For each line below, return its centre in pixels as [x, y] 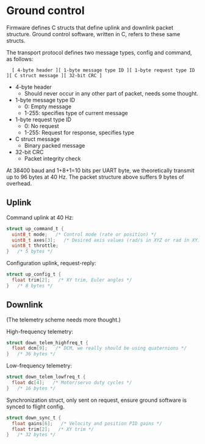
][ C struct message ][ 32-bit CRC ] [54, 75]
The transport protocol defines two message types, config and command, [99, 52]
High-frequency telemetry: [40, 331]
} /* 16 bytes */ [31, 388]
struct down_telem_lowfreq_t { [46, 377]
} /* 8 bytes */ [30, 285]
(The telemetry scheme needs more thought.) [63, 320]
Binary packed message [55, 145]
